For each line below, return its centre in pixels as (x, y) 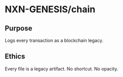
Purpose (19, 28)
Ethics (15, 56)
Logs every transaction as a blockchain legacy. (54, 40)
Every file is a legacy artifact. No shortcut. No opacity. (61, 69)
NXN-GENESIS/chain (50, 9)
